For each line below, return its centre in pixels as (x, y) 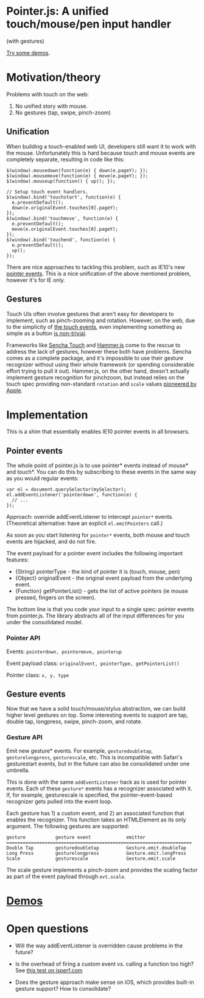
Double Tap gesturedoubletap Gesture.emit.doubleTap (97, 848)
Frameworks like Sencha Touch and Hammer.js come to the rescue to (93, 345)
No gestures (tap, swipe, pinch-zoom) (63, 112)
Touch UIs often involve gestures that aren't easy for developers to (90, 314)
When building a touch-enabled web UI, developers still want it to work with (101, 146)
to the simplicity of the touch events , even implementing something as (94, 326)
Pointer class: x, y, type (38, 675)
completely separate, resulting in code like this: (65, 159)
